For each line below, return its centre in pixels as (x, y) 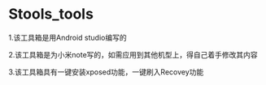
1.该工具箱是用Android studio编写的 (68, 37)
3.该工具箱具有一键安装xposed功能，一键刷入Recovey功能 (106, 72)
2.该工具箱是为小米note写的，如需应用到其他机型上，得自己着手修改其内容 (133, 54)
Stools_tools (51, 14)
